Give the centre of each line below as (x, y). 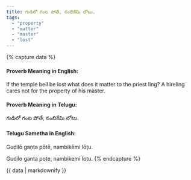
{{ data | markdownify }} (36, 170)
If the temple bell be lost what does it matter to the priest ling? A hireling (95, 85)
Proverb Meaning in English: (42, 71)
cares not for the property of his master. (56, 91)
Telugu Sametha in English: (41, 133)
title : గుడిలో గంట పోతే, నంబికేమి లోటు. (51, 12)
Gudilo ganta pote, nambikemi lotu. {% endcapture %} (74, 158)
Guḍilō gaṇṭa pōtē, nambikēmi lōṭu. (50, 147)
